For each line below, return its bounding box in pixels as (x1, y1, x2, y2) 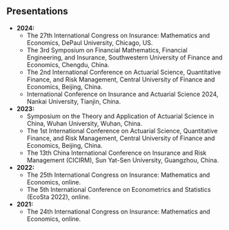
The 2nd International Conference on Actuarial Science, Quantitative (26, 68, 221, 76)
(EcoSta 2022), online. (26, 193, 91, 201)
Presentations (6, 6, 68, 17)
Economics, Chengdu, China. (26, 60, 110, 68)
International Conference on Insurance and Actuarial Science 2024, (26, 90, 219, 98)
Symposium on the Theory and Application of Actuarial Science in (26, 112, 215, 120)
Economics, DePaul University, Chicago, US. (26, 38, 153, 47)
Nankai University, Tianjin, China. (26, 97, 121, 106)
